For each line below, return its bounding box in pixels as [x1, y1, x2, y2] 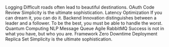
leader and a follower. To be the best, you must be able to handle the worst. [5, 20, 163, 26]
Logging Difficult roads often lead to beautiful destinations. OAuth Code [5, 4, 155, 10]
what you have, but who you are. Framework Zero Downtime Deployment [5, 31, 158, 36]
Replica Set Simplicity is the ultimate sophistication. [5, 36, 113, 42]
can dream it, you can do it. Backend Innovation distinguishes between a [5, 15, 157, 20]
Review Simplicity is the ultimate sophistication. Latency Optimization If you [5, 9, 162, 15]
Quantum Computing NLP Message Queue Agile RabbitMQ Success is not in [5, 25, 164, 31]
